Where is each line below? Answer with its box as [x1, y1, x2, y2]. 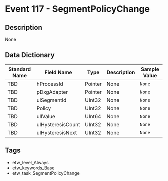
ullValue [36, 113, 56, 120]
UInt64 [84, 113, 101, 120]
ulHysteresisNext [36, 129, 77, 136]
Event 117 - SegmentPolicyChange [5, 3, 150, 15]
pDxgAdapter [36, 88, 68, 95]
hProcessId [36, 80, 63, 87]
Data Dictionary [5, 51, 55, 59]
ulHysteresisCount [36, 121, 80, 128]
